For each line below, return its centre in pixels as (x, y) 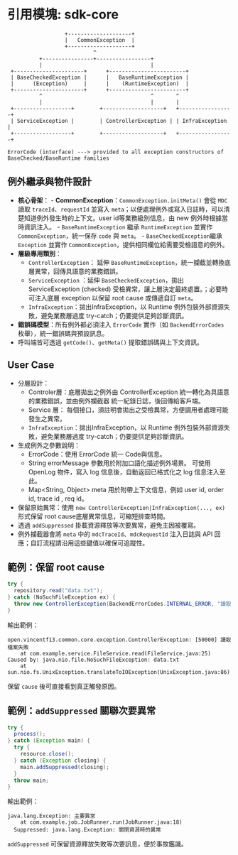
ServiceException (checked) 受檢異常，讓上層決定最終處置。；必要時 (128, 289)
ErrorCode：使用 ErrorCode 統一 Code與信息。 (97, 454)
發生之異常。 (47, 418)
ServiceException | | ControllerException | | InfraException (122, 121)
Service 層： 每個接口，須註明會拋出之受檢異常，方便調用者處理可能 (128, 410)
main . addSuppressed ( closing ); (65, 767)
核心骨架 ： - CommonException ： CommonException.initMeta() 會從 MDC (123, 200)
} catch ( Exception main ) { (49, 741)
